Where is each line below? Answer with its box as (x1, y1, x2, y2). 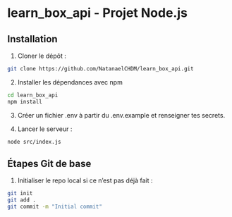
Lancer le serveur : (17, 125, 73, 133)
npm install (7, 98, 42, 105)
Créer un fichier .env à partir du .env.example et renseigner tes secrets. (17, 111, 226, 119)
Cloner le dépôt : (17, 51, 67, 60)
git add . (7, 197, 37, 204)
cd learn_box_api (7, 92, 59, 99)
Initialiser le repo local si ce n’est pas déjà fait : (17, 176, 153, 185)
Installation (7, 33, 58, 45)
